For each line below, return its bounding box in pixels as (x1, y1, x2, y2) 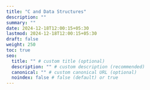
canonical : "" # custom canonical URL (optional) (11, 69, 137, 75)
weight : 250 (6, 42, 36, 48)
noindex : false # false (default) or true (11, 75, 118, 81)
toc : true (6, 47, 31, 53)
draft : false (6, 36, 39, 42)
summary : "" (6, 20, 36, 25)
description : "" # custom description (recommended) (11, 63, 145, 70)
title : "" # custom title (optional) (11, 58, 105, 64)
